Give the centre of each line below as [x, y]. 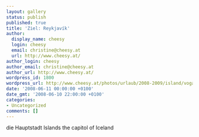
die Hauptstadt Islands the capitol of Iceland [60, 128]
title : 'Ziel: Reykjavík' [38, 28]
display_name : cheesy [38, 39]
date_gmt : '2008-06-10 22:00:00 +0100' [55, 94]
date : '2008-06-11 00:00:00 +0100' [50, 89]
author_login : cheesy [33, 61]
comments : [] [22, 111]
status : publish [26, 17]
